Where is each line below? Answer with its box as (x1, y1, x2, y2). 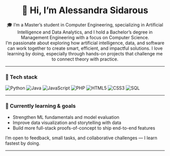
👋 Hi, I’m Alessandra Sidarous (22, 5, 148, 16)
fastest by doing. (5, 140, 40, 146)
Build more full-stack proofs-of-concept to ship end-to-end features (12, 124, 155, 131)
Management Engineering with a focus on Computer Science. (21, 34, 149, 40)
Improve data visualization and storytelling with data (12, 119, 121, 126)
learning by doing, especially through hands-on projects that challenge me (7, 50, 163, 56)
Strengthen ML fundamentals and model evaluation (12, 114, 120, 120)
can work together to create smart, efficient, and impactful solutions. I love (7, 45, 163, 51)
